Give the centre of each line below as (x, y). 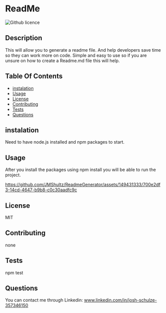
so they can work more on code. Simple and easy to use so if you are (76, 55)
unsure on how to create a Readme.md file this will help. (63, 61)
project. (13, 175)
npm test (14, 273)
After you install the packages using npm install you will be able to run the (81, 170)
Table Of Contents (34, 76)
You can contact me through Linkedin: (44, 300)
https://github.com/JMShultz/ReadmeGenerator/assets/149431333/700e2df (83, 185)
